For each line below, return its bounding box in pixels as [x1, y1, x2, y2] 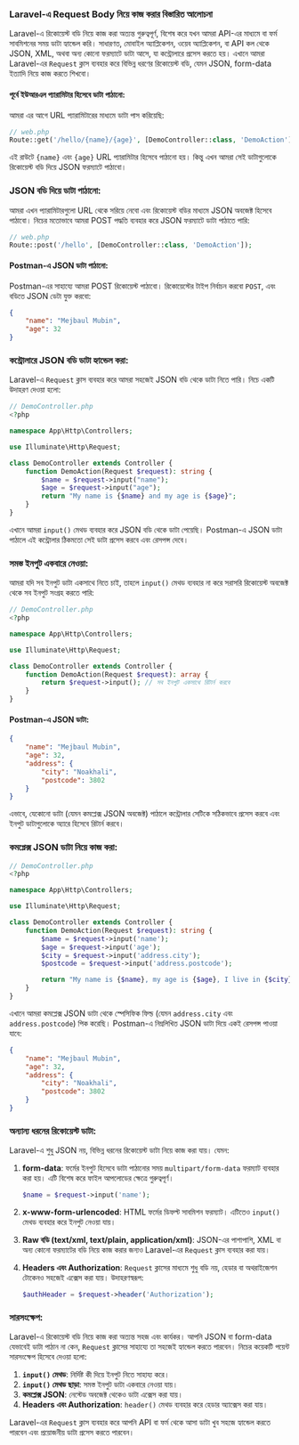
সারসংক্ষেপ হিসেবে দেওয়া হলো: [9, 1352, 87, 1362]
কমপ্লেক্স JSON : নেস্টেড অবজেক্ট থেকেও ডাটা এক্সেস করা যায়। [21, 1389, 184, 1400]
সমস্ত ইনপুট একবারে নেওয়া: [9, 556, 89, 569]
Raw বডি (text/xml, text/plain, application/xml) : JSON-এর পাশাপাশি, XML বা [21, 1235, 282, 1246]
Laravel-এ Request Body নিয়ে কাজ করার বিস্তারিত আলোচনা [9, 8, 214, 20]
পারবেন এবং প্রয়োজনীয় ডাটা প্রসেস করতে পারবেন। [9, 1427, 135, 1438]
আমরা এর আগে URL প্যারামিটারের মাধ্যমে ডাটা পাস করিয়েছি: [9, 110, 165, 120]
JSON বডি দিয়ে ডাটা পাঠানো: [9, 184, 101, 197]
